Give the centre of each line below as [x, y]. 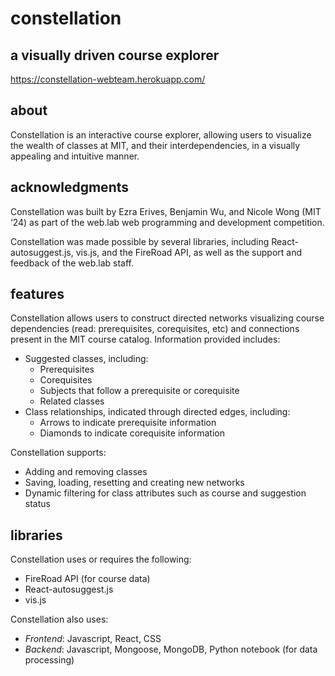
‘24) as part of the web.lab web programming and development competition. [167, 222]
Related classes [72, 401]
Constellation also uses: [59, 619]
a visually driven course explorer [115, 55]
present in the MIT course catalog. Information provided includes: [145, 339]
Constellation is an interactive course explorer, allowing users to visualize [161, 134]
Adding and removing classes [86, 472]
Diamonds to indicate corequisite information [132, 433]
